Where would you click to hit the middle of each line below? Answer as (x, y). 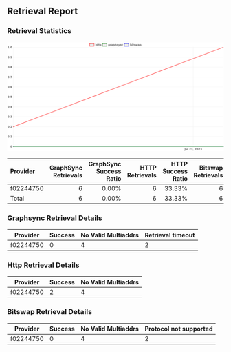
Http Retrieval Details (43, 265)
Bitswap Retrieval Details (50, 312)
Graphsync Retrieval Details (55, 218)
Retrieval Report (43, 11)
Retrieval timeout (170, 235)
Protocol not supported (179, 329)
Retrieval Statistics (40, 31)
